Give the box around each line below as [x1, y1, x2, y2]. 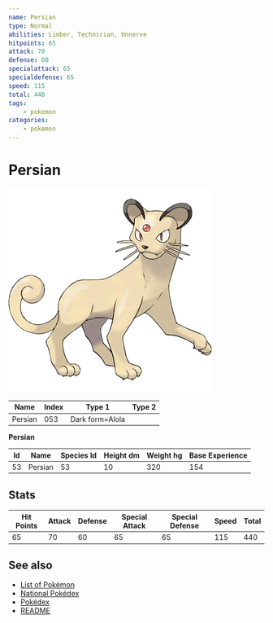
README [19, 606, 51, 616]
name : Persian [8, 13, 57, 21]
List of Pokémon [19, 580, 76, 590]
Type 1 [85, 402, 110, 412]
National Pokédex [19, 589, 80, 599]
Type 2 [132, 402, 157, 412]
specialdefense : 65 [8, 73, 75, 81]
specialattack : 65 [8, 65, 71, 73]
